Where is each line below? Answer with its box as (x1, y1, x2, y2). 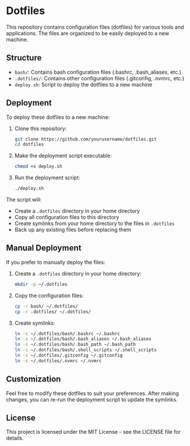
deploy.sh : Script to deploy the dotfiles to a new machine (14, 81, 152, 88)
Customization (6, 374, 62, 384)
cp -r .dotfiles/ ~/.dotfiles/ (14, 309, 91, 315)
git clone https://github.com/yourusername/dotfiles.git (14, 136, 157, 142)
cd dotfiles (14, 142, 44, 148)
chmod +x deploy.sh (14, 164, 63, 169)
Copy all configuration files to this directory (14, 214, 120, 221)
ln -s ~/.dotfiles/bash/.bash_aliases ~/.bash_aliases (14, 336, 152, 342)
